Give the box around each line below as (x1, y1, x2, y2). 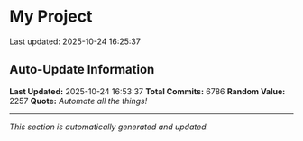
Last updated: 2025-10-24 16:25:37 (9, 36, 142, 47)
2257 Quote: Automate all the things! (9, 95, 148, 106)
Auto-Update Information (9, 62, 155, 77)
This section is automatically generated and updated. (9, 121, 209, 132)
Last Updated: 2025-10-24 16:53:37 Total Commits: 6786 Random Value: (9, 85, 286, 96)
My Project (9, 6, 93, 27)
